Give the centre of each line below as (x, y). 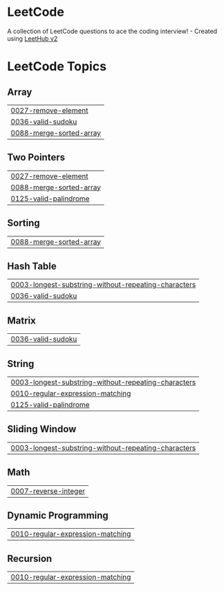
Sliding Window (42, 429)
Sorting (24, 223)
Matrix (21, 320)
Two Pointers (36, 157)
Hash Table (32, 266)
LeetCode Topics (57, 67)
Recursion (30, 558)
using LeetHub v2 (32, 38)
